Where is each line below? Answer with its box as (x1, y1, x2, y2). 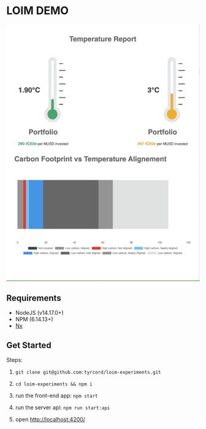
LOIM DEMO (6, 4, 69, 18)
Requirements (6, 293, 61, 303)
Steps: (6, 357, 23, 364)
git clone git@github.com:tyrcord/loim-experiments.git (15, 369, 161, 376)
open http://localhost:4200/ (15, 415, 86, 423)
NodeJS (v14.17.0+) (15, 309, 64, 317)
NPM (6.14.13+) (15, 315, 53, 323)
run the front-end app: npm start (15, 392, 98, 400)
